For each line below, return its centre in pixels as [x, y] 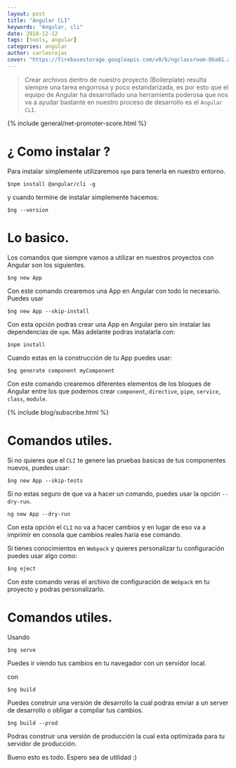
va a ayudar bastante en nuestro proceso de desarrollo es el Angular [124, 102]
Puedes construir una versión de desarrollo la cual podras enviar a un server [118, 703]
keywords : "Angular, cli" [45, 27]
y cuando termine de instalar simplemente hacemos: [83, 197]
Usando [19, 637]
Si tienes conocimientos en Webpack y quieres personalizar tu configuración [116, 548]
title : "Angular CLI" [39, 20]
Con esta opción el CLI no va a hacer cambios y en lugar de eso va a [106, 527]
